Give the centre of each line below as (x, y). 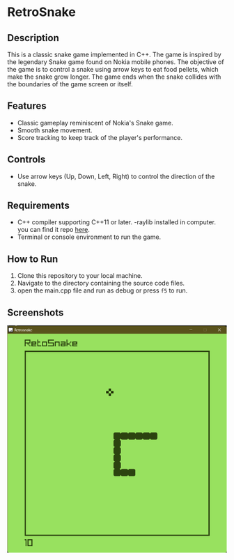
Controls (26, 160)
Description (33, 38)
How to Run (33, 259)
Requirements (38, 206)
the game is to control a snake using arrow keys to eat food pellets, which (113, 69)
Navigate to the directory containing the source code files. (101, 283)
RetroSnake (42, 12)
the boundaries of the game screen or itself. (70, 84)
